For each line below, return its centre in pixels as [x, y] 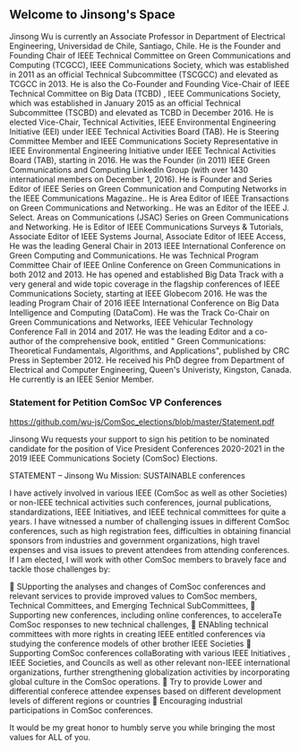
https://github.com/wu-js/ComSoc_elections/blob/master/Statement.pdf [142, 422]
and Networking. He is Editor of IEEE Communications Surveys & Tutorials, [146, 227]
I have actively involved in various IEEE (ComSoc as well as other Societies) [149, 493]
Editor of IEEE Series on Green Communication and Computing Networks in [148, 188]
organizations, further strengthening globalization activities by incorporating [150, 672]
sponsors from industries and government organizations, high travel [134, 540]
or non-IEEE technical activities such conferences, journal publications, [141, 503]
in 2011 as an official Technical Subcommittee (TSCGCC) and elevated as [144, 74]
